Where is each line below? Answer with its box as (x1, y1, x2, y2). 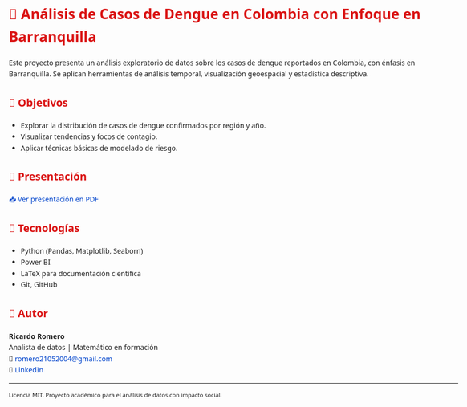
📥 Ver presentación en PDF (9, 194, 99, 205)
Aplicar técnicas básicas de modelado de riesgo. (20, 142, 178, 153)
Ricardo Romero (9, 331, 65, 342)
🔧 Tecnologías (9, 221, 80, 236)
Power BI (20, 257, 51, 267)
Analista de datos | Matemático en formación (9, 342, 159, 352)
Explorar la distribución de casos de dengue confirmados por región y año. (20, 120, 266, 131)
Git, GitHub (20, 279, 58, 290)
